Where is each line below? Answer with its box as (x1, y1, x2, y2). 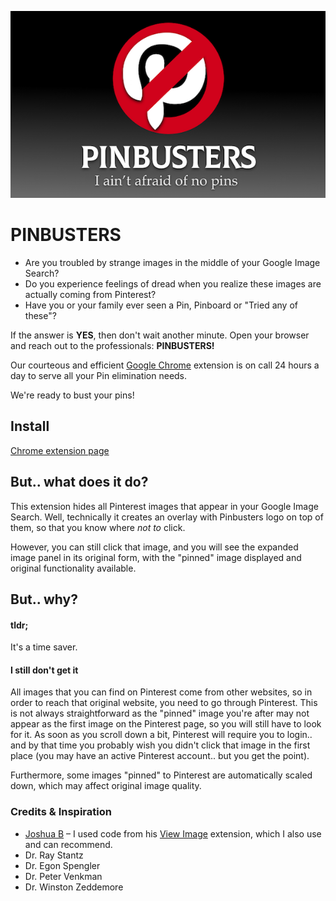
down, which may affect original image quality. (10, 780, 202, 792)
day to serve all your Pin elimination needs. (10, 369, 188, 381)
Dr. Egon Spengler (24, 859, 101, 871)
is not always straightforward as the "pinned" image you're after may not (10, 707, 310, 720)
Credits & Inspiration (10, 805, 112, 819)
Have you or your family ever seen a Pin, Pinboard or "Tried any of (24, 299, 298, 311)
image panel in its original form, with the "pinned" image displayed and (10, 551, 302, 563)
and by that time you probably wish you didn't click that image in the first (10, 739, 311, 751)
